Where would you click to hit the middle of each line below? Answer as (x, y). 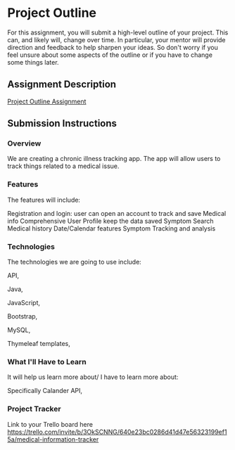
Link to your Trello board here (50, 424)
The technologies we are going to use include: (75, 262)
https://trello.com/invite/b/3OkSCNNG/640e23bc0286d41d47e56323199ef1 (117, 432)
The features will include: (44, 200)
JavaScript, (24, 303)
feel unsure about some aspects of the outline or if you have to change (110, 55)
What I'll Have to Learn (47, 361)
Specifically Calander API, (45, 391)
